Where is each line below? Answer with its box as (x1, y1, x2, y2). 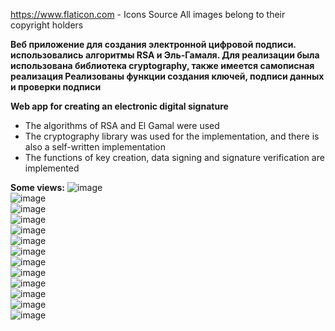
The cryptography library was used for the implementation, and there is (24, 130, 320, 142)
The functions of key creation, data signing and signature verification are (24, 152, 325, 163)
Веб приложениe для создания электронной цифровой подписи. (10, 39, 297, 50)
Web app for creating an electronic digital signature (10, 100, 229, 112)
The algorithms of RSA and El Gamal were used (24, 120, 220, 131)
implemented (24, 162, 80, 174)
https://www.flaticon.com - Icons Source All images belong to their (10, 9, 286, 20)
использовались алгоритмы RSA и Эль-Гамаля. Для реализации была (10, 49, 320, 61)
